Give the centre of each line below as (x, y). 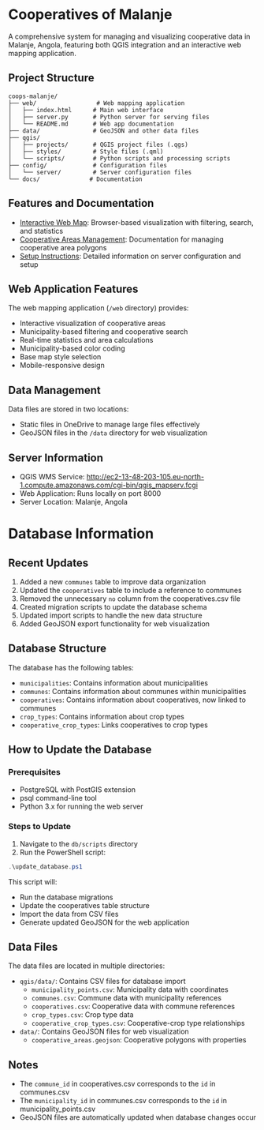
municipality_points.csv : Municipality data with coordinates (130, 989)
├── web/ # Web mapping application (97, 103)
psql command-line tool (58, 798)
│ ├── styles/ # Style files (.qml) (86, 152)
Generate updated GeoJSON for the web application (104, 922)
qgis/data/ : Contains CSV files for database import (103, 982)
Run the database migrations (66, 897)
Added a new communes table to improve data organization (113, 582)
